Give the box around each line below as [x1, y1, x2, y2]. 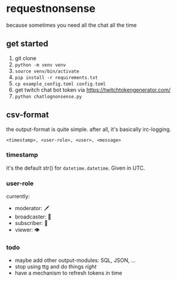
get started [6, 39, 49, 49]
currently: [6, 193, 30, 200]
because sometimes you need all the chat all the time [6, 21, 137, 29]
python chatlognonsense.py [14, 93, 82, 99]
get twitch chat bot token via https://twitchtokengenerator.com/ [14, 86, 171, 93]
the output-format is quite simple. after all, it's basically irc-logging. [6, 126, 172, 133]
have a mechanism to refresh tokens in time [14, 270, 122, 277]
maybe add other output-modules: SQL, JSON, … [14, 257, 136, 264]
